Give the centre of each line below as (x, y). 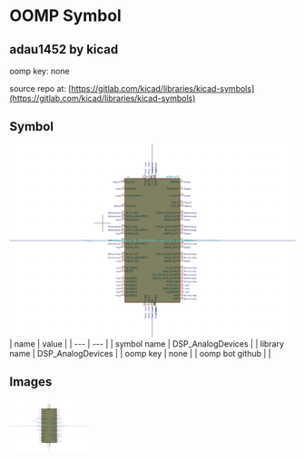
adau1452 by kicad (64, 49)
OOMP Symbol (66, 16)
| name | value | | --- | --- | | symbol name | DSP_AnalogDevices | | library (147, 343)
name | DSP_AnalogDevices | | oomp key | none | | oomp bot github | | (140, 353)
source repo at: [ (40, 88)
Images (31, 382)
